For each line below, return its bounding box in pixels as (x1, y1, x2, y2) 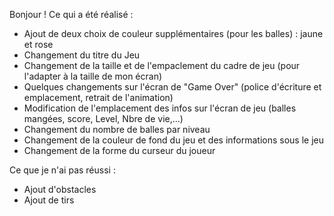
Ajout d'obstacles (23, 184, 97, 195)
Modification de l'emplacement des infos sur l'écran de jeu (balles (23, 102, 297, 114)
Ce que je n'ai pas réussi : (9, 164, 116, 176)
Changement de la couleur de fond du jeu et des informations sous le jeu (23, 134, 325, 146)
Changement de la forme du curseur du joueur (23, 145, 216, 156)
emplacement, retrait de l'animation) (23, 92, 174, 103)
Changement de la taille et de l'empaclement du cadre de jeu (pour (23, 60, 301, 71)
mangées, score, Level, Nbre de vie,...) (23, 113, 184, 124)
